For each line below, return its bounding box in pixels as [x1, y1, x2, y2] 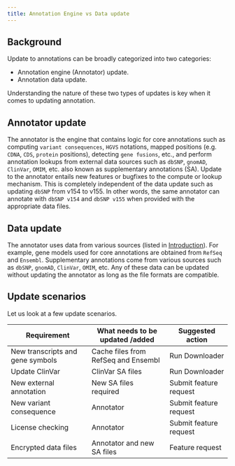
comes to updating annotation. [7, 96, 96, 105]
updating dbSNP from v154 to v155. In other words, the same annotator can [7, 187, 220, 196]
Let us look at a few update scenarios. [7, 309, 117, 318]
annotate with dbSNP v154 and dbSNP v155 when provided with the [7, 195, 195, 203]
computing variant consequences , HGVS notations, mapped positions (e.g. [7, 143, 217, 151]
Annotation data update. [17, 75, 87, 84]
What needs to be [97, 326, 157, 335]
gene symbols [10, 355, 57, 365]
